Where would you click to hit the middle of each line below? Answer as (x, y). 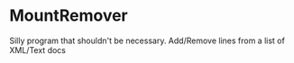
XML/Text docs (37, 49)
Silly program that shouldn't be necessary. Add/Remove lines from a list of (147, 40)
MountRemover (69, 16)
